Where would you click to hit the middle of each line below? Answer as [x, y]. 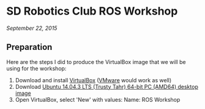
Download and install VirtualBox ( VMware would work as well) [93, 80]
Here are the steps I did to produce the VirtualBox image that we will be [96, 62]
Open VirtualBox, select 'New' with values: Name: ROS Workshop [98, 99]
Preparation [29, 47]
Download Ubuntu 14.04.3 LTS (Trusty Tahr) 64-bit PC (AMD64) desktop [107, 86]
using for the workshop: [36, 68]
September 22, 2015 [32, 28]
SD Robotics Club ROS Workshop [92, 11]
